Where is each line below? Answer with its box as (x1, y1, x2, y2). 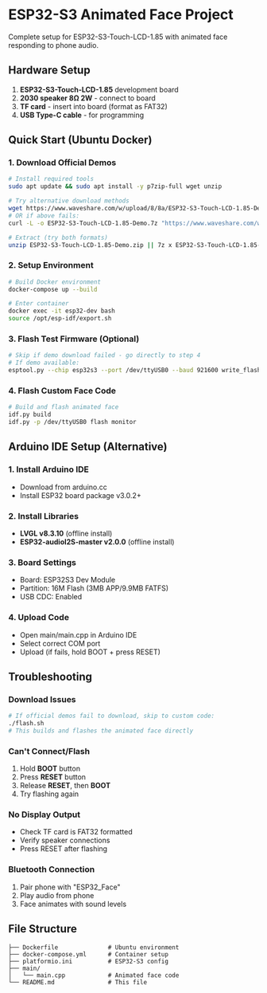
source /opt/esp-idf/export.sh (8, 315, 112, 323)
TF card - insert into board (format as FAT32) (19, 101, 168, 111)
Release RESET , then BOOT (19, 781, 111, 791)
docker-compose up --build (8, 285, 98, 293)
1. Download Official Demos (8, 157, 117, 168)
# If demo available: (8, 359, 80, 367)
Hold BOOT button (19, 763, 81, 774)
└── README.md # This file (8, 978, 148, 986)
